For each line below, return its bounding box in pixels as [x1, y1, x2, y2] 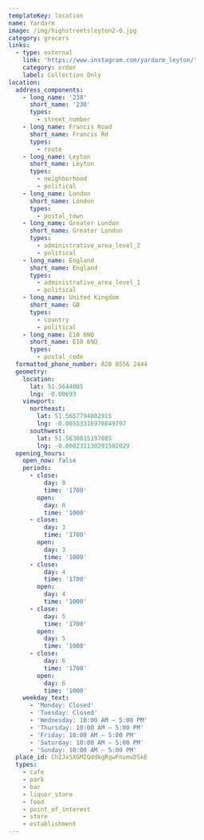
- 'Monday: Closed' [29, 701, 94, 710]
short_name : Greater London [29, 227, 124, 235]
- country [37, 316, 69, 324]
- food [22, 798, 45, 806]
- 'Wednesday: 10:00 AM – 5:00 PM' [29, 716, 148, 724]
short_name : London [29, 197, 94, 205]
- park [22, 775, 45, 783]
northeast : [29, 404, 66, 413]
